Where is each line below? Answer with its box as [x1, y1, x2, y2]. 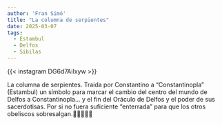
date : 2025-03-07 [7, 23, 57, 30]
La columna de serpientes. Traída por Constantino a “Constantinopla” [7, 80, 205, 89]
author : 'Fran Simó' [7, 10, 67, 17]
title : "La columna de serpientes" [7, 16, 110, 23]
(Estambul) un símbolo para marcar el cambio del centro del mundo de [7, 87, 208, 96]
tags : [7, 29, 23, 36]
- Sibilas [13, 49, 41, 56]
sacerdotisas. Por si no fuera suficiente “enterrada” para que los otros [7, 102, 206, 111]
